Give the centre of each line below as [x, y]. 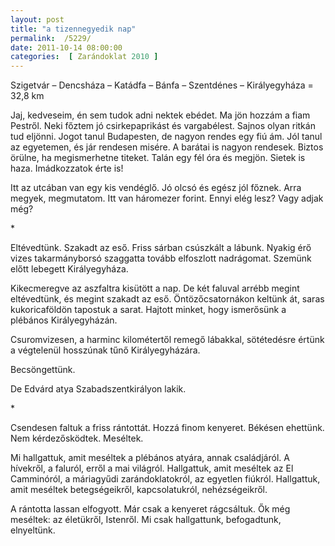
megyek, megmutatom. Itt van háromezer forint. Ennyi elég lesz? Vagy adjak [167, 198]
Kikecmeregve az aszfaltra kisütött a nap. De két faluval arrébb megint [155, 288]
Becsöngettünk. [43, 370]
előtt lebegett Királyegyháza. [69, 269]
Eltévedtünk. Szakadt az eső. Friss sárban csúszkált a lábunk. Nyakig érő [161, 248]
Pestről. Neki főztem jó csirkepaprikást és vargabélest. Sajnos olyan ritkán [163, 126]
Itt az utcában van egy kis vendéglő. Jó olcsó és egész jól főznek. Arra [156, 188]
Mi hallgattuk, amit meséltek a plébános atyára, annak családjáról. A [150, 458]
